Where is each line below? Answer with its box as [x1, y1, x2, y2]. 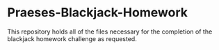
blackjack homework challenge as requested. [7, 34, 137, 42]
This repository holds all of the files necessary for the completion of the [7, 27, 213, 36]
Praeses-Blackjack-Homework [7, 5, 188, 21]
